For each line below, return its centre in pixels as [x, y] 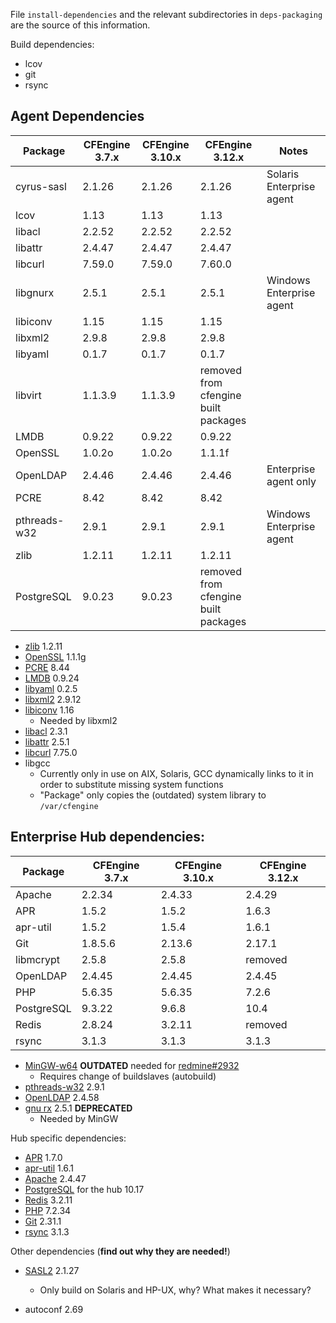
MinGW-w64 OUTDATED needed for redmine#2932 [132, 1065]
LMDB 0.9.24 [52, 678]
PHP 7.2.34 [48, 1210]
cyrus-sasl [41, 186]
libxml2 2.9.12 [53, 699]
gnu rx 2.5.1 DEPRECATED [78, 1108]
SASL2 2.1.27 [52, 1270]
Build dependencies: [52, 44]
